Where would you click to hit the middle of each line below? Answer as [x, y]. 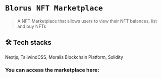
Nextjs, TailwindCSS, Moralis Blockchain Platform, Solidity [64, 57]
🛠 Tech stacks [28, 42]
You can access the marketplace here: [52, 70]
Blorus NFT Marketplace [54, 8]
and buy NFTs [31, 26]
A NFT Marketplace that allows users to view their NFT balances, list [87, 21]
